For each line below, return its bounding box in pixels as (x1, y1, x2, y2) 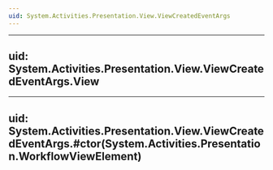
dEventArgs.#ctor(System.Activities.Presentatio (8, 137, 262, 151)
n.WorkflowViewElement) (8, 149, 142, 163)
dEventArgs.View (8, 74, 100, 89)
